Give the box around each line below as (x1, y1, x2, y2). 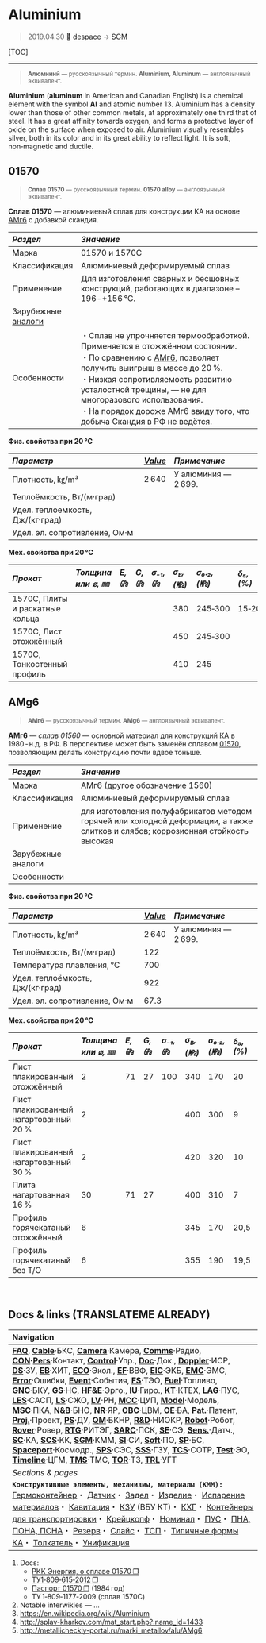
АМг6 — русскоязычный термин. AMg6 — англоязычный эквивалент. (27, 716, 226, 724)
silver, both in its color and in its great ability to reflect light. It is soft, (8, 133, 231, 142)
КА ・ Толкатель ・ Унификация (12, 1537, 130, 1548)
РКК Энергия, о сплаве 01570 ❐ (31, 1566, 139, 1576)
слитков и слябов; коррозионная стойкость (80, 825, 249, 836)
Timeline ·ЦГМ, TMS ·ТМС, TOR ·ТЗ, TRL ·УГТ (12, 1454, 177, 1465)
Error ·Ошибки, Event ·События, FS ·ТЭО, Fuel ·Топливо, (12, 1375, 218, 1386)
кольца (12, 613, 40, 624)
